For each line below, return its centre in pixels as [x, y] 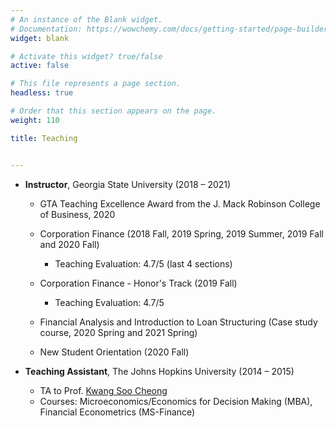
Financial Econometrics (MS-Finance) [117, 412]
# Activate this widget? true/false [86, 56]
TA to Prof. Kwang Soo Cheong [103, 390]
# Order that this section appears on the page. [113, 111]
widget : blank [40, 38]
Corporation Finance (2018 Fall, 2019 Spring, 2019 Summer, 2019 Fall [181, 233]
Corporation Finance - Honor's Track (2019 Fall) [138, 283]
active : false [40, 66]
